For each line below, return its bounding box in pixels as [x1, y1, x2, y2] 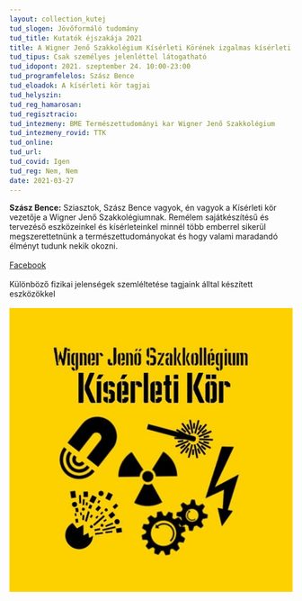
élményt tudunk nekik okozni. [9, 240, 119, 251]
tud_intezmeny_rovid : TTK [9, 129, 106, 138]
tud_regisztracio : [9, 109, 78, 119]
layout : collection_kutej [9, 14, 106, 23]
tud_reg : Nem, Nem [9, 167, 78, 176]
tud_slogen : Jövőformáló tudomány [9, 23, 139, 33]
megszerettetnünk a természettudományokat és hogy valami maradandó [9, 231, 279, 241]
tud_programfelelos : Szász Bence [9, 72, 135, 81]
